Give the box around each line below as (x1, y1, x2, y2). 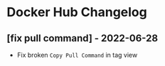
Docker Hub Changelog (6, 4, 147, 20)
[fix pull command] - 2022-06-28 (6, 32, 158, 44)
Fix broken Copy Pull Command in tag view (16, 51, 138, 59)
